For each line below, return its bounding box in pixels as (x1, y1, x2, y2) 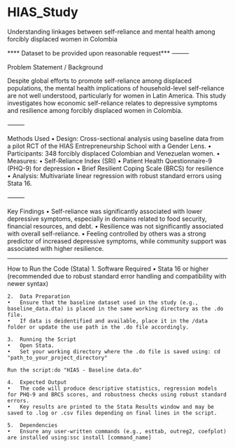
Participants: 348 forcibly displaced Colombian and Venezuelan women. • (7, 149, 220, 158)
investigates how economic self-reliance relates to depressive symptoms (7, 99, 218, 107)
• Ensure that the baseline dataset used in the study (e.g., (7, 299, 199, 306)
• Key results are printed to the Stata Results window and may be (7, 403, 215, 410)
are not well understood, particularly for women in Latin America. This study (7, 91, 227, 100)
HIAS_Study (7, 4, 78, 20)
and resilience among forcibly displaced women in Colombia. (7, 106, 183, 114)
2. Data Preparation (7, 292, 71, 300)
